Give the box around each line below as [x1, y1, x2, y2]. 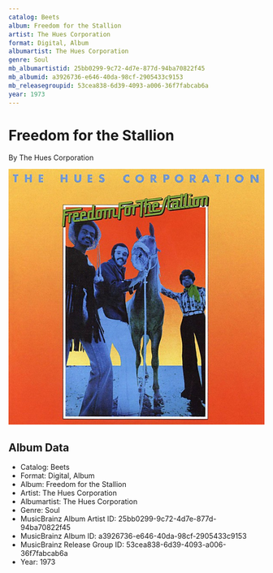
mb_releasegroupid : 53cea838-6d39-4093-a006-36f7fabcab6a [8, 81, 209, 89]
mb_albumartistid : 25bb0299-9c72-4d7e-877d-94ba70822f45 [8, 65, 206, 73]
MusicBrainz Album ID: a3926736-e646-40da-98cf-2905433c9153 [19, 532, 247, 541]
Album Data [8, 441, 70, 455]
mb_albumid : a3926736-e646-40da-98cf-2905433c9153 [8, 73, 184, 81]
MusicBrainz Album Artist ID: [19, 514, 117, 523]
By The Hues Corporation [8, 153, 94, 162]
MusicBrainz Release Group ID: [19, 540, 124, 549]
